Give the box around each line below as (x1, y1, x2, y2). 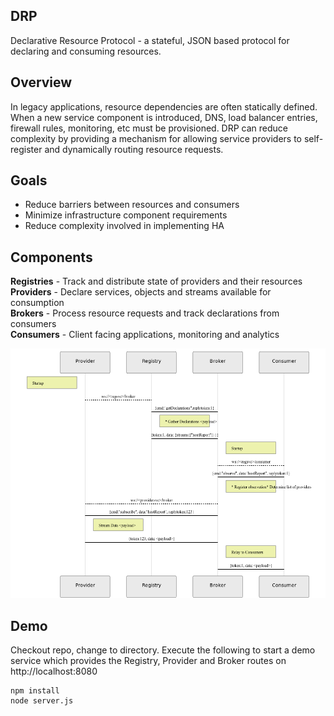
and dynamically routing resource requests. (44, 143, 224, 155)
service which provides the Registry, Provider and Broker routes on (10, 655, 287, 667)
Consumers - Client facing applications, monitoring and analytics (10, 329, 280, 341)
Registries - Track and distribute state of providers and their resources (10, 275, 303, 288)
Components (10, 249, 93, 266)
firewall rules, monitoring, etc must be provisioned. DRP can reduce (10, 122, 289, 134)
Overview (10, 74, 73, 91)
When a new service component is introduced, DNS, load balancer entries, (10, 111, 318, 123)
